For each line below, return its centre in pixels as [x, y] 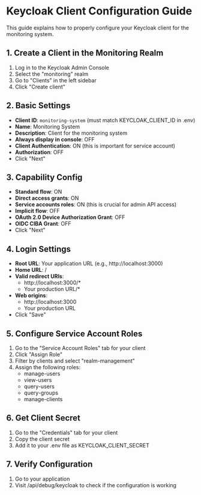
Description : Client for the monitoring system [71, 133]
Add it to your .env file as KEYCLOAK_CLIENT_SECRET [82, 445]
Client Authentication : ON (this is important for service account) [95, 146]
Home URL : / [31, 270]
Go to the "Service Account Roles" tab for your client [80, 348]
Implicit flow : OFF [37, 211]
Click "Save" [30, 315]
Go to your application [42, 479]
